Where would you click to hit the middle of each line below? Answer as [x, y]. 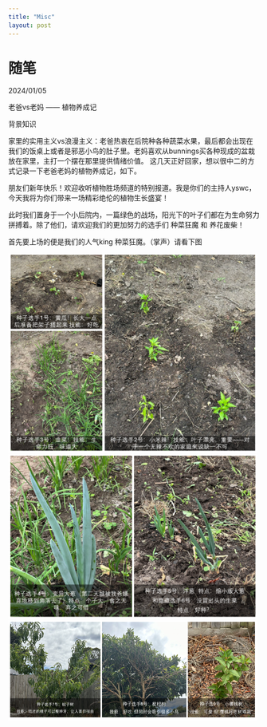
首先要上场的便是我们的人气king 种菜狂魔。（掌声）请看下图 [105, 242]
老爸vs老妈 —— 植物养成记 [53, 107]
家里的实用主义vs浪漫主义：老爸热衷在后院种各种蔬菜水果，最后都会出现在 [131, 141]
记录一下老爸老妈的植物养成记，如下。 [78, 171]
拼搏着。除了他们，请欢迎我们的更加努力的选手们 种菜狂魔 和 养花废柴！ [126, 225]
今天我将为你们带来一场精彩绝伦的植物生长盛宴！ [88, 198]
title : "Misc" [32, 17]
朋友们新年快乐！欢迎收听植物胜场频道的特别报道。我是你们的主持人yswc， [132, 188]
